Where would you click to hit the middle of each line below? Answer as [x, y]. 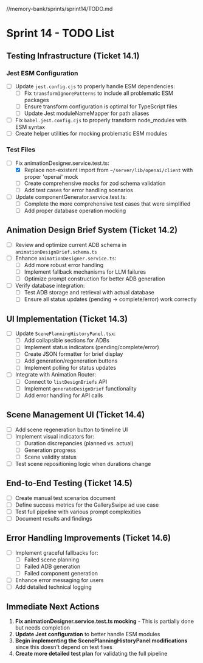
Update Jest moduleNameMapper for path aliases [87, 113]
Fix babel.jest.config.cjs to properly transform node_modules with [101, 120]
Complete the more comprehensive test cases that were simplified [107, 204]
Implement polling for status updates [70, 368]
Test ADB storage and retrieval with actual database [89, 293]
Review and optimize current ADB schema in [71, 245]
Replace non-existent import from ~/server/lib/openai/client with [108, 170]
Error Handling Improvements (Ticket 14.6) [89, 538]
